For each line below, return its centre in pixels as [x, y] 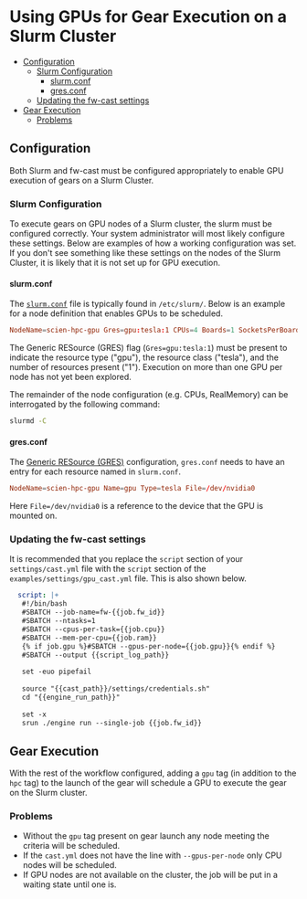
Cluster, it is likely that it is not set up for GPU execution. [115, 263]
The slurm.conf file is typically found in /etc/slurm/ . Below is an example [148, 304]
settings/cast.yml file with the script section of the [108, 569]
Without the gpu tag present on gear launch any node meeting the [146, 836]
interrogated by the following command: [85, 405]
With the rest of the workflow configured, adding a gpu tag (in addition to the [153, 773]
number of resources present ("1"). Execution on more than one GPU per [146, 367]
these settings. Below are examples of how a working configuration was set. [153, 243]
